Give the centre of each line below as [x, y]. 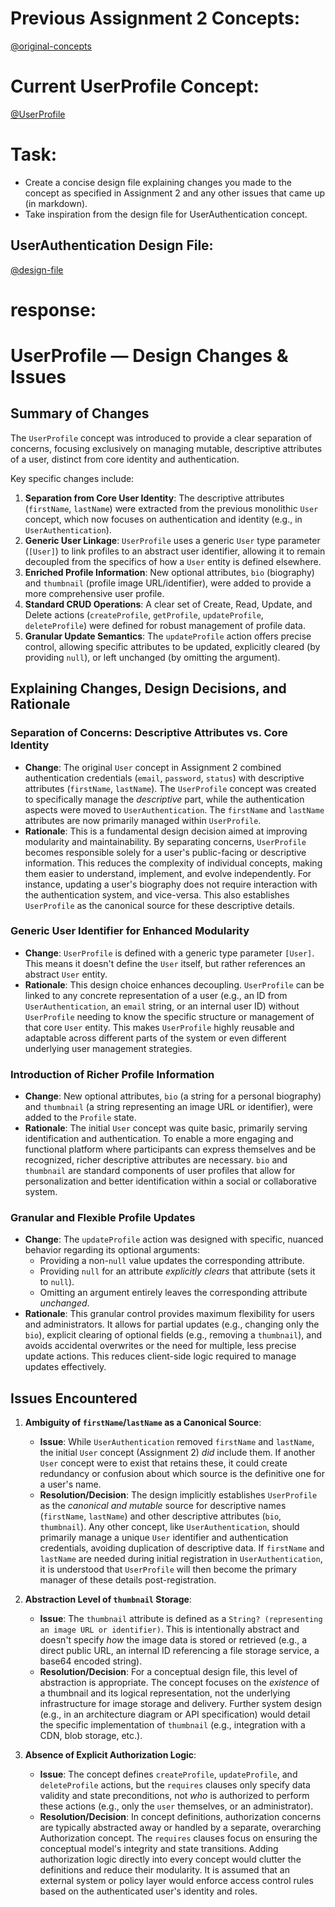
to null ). [57, 1282]
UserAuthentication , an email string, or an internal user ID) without [162, 1006]
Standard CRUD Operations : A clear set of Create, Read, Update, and [168, 604]
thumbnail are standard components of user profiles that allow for [160, 1171]
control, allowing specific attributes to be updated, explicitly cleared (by [172, 646]
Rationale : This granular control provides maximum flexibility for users [169, 1314]
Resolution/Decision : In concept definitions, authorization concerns [180, 1817]
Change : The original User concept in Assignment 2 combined [153, 767]
